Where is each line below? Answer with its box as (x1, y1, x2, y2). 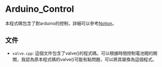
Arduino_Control (5, 3, 74, 15)
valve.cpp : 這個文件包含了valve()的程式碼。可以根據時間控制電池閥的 (12, 50, 154, 56)
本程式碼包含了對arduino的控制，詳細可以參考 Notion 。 (5, 20, 117, 26)
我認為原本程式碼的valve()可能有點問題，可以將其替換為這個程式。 (21, 56, 157, 62)
